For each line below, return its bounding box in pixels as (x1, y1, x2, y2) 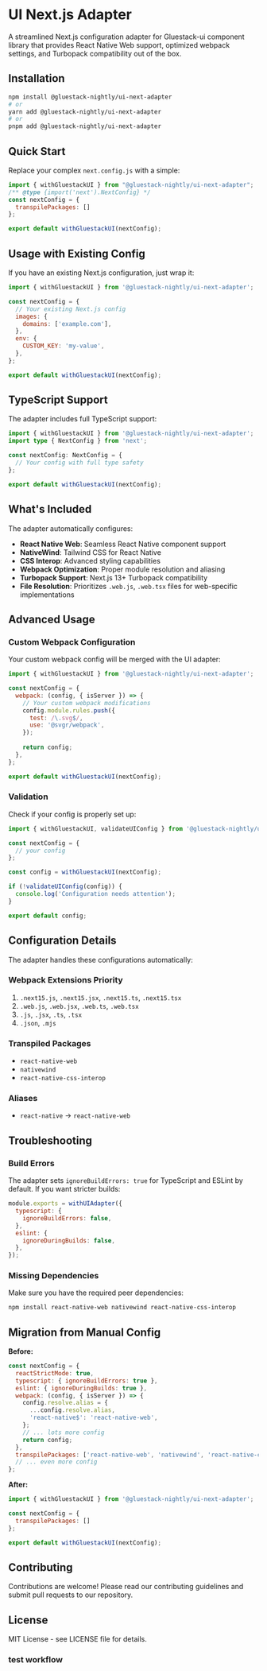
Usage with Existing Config (8, 246, 145, 260)
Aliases (8, 1093, 38, 1104)
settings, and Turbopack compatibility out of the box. (8, 48, 182, 58)
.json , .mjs (19, 1018, 57, 1027)
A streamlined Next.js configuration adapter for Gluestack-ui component (8, 32, 245, 41)
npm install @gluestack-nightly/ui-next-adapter (8, 93, 172, 101)
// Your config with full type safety (15, 459, 145, 467)
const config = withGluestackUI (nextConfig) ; (8, 868, 161, 876)
